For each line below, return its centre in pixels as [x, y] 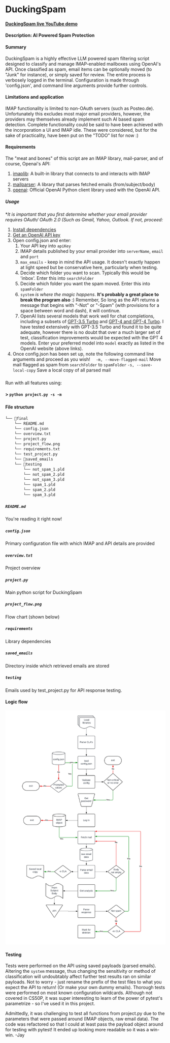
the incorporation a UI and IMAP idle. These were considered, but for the [81, 130]
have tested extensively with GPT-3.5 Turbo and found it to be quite [91, 327]
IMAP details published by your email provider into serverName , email [92, 251]
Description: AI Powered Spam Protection [50, 35]
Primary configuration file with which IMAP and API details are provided [80, 543]
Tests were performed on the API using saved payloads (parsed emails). [81, 966]
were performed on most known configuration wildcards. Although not [79, 993]
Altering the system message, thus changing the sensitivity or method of [80, 971]
